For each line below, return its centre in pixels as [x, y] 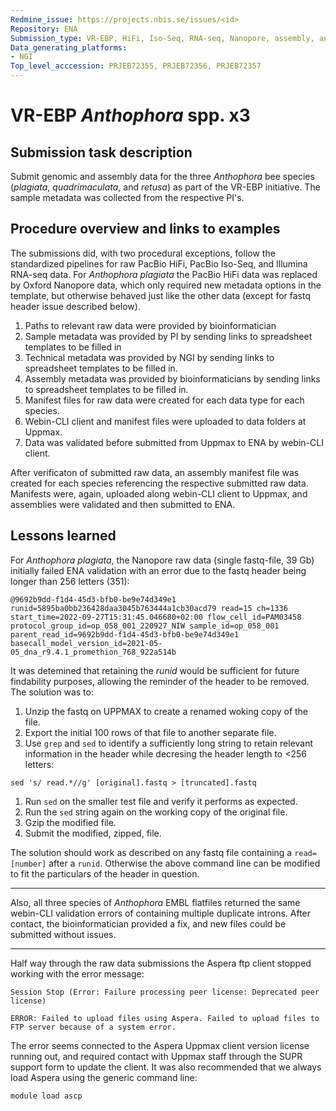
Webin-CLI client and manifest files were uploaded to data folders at [165, 421]
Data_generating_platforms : [69, 47]
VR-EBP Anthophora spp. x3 [130, 115]
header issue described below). [75, 306]
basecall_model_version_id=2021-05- [86, 643]
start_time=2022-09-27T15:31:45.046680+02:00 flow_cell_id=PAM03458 [156, 617]
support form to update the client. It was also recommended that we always [166, 1067]
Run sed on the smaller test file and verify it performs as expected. [161, 801]
